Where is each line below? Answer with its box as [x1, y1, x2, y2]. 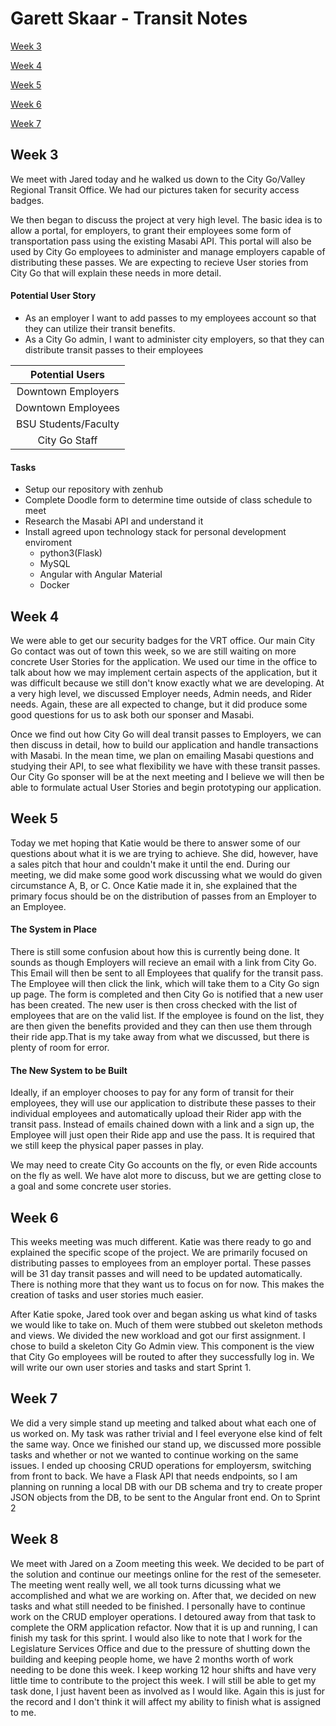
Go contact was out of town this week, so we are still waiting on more [10, 645, 297, 657]
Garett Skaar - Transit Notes [10, 7, 248, 30]
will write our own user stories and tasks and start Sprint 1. [10, 1362, 252, 1373]
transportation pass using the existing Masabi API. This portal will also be [10, 235, 312, 247]
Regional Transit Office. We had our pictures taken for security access [10, 183, 300, 196]
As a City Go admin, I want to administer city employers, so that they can [24, 333, 325, 345]
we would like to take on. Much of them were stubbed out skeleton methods [10, 1319, 323, 1331]
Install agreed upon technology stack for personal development [24, 526, 287, 538]
